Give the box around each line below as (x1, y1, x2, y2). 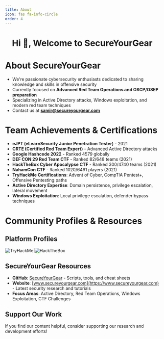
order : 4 (5, 16, 23, 21)
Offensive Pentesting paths (12, 177, 67, 183)
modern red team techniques (12, 102, 71, 108)
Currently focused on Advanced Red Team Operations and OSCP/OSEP (12, 86, 159, 92)
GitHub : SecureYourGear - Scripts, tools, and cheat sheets (12, 275, 131, 281)
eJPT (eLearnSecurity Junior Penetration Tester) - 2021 (12, 141, 128, 147)
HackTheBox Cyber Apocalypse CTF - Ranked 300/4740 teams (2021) (12, 161, 157, 167)
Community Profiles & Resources (5, 215, 142, 226)
